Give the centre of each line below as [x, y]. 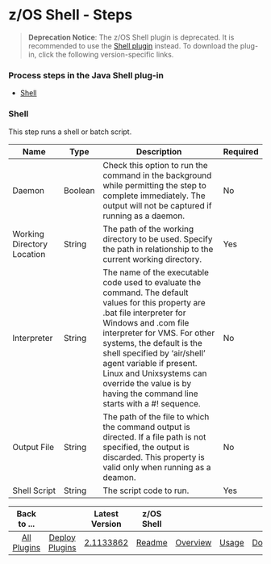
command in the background [157, 175]
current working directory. [152, 259]
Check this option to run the [155, 165]
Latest [106, 513]
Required [241, 151]
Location [29, 254]
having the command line [151, 394]
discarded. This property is [154, 457]
